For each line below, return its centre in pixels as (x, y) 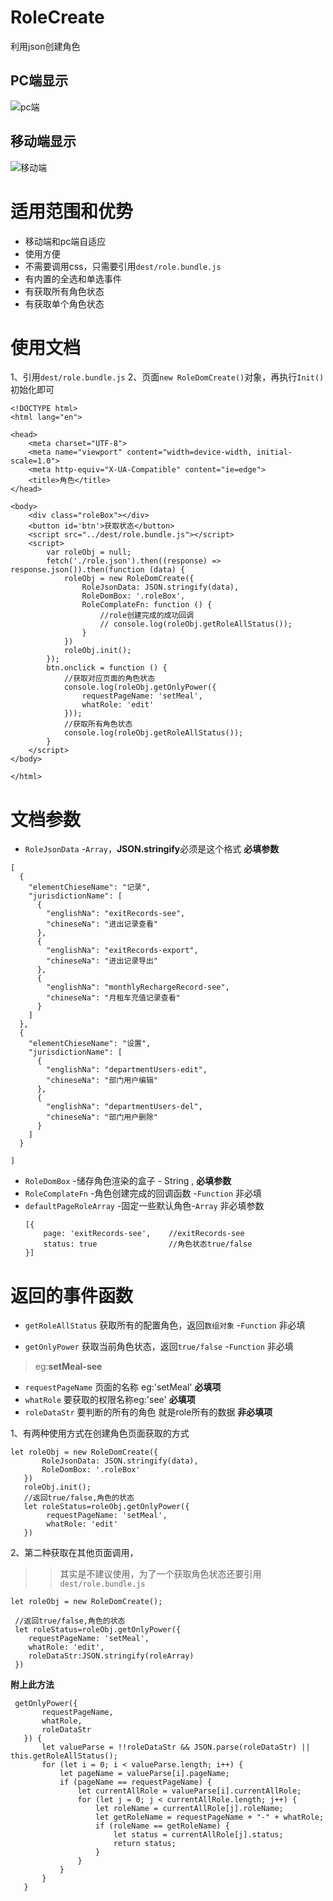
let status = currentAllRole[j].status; (198, 1835)
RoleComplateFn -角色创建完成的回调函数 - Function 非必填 (143, 1193)
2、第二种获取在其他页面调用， (74, 1553)
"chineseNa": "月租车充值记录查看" (113, 998)
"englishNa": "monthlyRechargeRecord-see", (138, 987)
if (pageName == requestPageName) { (136, 1782)
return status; (145, 1844)
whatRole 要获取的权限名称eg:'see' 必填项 (110, 1400)
